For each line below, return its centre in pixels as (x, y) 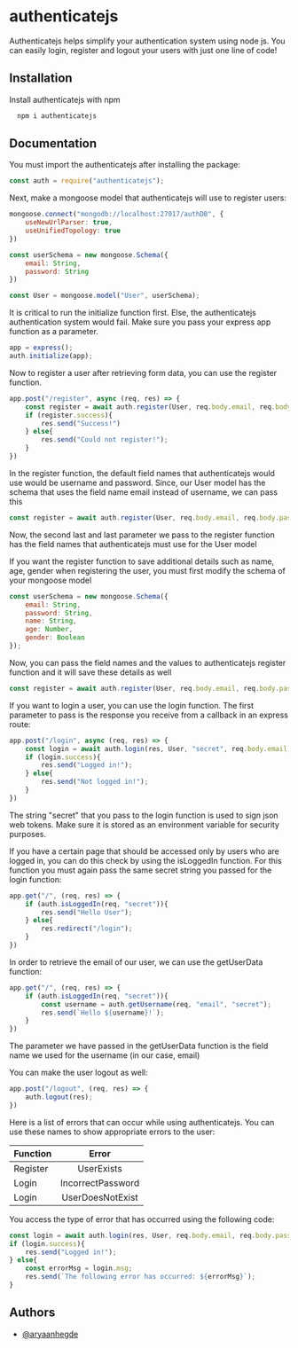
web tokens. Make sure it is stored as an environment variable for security (144, 824)
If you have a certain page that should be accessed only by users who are (144, 851)
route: (20, 724)
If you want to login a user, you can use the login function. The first (132, 705)
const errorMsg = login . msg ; (79, 1269)
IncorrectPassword (100, 1183)
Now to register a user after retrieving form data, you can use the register (143, 372)
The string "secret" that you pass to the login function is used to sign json (144, 815)
